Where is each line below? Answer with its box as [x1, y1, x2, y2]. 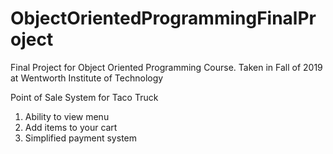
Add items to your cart [24, 121, 118, 133]
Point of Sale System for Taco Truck [10, 91, 159, 103]
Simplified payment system [24, 132, 137, 144]
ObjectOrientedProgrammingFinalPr [10, 7, 317, 30]
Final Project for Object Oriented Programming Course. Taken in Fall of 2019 [10, 61, 323, 73]
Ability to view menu [24, 110, 110, 122]
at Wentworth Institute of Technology [10, 72, 164, 84]
